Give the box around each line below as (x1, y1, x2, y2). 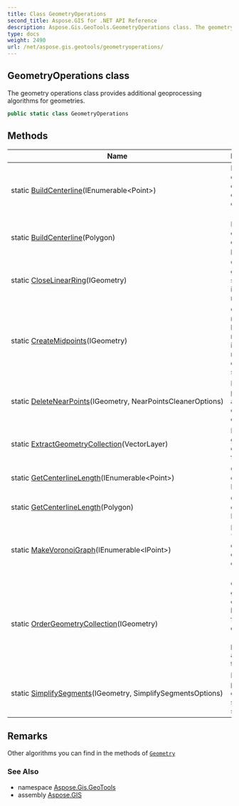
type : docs (7, 30, 40, 38)
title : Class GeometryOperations (7, 10, 107, 18)
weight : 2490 (7, 37, 46, 44)
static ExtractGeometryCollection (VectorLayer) (11, 439, 169, 449)
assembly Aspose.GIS (17, 790, 82, 799)
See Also (7, 767, 39, 777)
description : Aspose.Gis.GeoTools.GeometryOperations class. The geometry (7, 23, 234, 31)
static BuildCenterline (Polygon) (11, 232, 116, 242)
